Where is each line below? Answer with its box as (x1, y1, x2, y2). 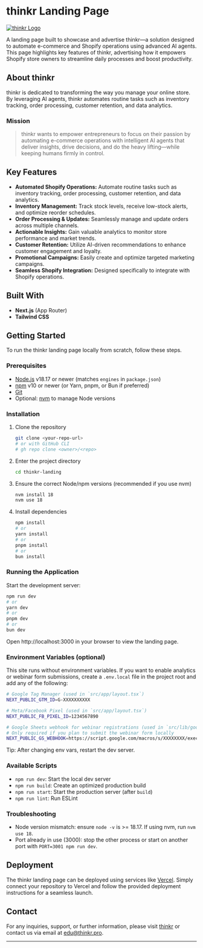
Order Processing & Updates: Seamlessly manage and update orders (14, 215, 188, 222)
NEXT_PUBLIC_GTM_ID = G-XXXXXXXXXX (6, 697, 91, 703)
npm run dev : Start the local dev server (14, 775, 111, 782)
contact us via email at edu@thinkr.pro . (6, 929, 104, 936)
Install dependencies (14, 508, 68, 515)
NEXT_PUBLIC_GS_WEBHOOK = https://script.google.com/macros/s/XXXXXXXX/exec (6, 735, 199, 741)
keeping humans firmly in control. (21, 150, 105, 157)
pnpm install (14, 542, 48, 548)
